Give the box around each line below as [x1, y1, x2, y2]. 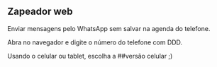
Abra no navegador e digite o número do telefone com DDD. [7, 38, 183, 47]
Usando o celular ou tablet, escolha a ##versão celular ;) [7, 51, 173, 60]
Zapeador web [7, 6, 73, 18]
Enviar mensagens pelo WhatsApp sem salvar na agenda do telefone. [7, 24, 211, 32]
